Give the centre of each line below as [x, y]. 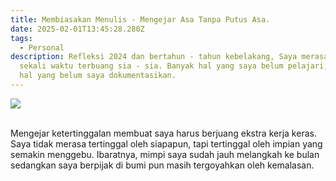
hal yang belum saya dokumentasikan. [98, 76]
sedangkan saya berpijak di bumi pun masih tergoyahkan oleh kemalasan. [162, 165]
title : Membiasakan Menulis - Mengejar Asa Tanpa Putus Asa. [140, 19]
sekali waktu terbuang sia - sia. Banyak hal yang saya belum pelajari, [174, 66]
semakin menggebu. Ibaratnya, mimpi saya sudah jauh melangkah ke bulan [165, 154]
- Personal [42, 47]
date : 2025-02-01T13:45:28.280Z [77, 29]
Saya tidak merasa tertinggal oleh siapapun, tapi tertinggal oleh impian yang [166, 143]
